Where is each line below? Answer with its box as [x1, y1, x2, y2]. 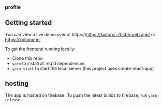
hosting [5, 79, 29, 88]
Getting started [5, 19, 52, 27]
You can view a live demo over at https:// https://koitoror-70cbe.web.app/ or [5, 31, 156, 37]
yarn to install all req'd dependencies [12, 60, 86, 66]
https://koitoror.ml [5, 37, 41, 42]
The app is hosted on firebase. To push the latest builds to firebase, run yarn [5, 92, 157, 98]
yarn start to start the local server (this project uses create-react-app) [12, 66, 154, 71]
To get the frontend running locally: [5, 46, 75, 52]
